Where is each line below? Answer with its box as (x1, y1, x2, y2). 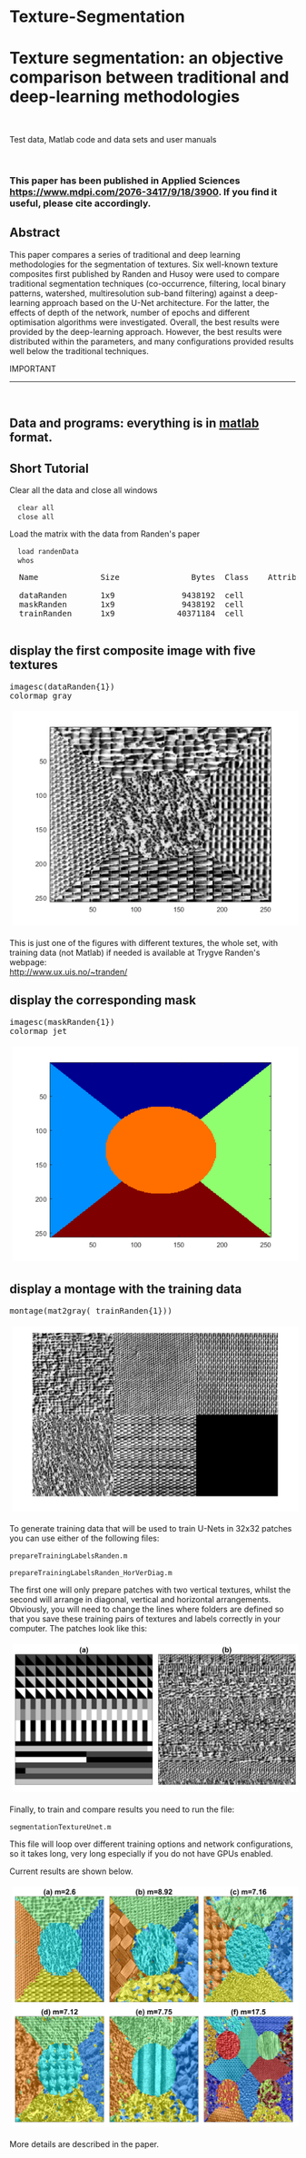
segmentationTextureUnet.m (9, 1822, 112, 1831)
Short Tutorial (9, 460, 89, 476)
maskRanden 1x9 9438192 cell (18, 599, 245, 610)
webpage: (9, 956, 47, 968)
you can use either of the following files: (9, 1532, 160, 1543)
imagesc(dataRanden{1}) (9, 681, 115, 692)
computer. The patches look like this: (9, 1622, 148, 1633)
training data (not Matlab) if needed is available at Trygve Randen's (9, 947, 261, 958)
